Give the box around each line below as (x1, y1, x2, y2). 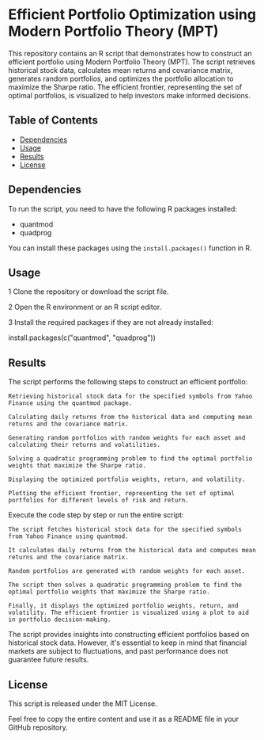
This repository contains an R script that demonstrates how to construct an (8, 48, 252, 58)
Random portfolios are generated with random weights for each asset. (8, 567, 246, 575)
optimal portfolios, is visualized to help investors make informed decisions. (8, 90, 251, 100)
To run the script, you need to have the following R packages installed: (8, 204, 237, 213)
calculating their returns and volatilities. (8, 441, 160, 449)
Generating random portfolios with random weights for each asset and (8, 434, 246, 442)
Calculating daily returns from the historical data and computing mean (8, 414, 253, 421)
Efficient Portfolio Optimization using (8, 6, 257, 24)
